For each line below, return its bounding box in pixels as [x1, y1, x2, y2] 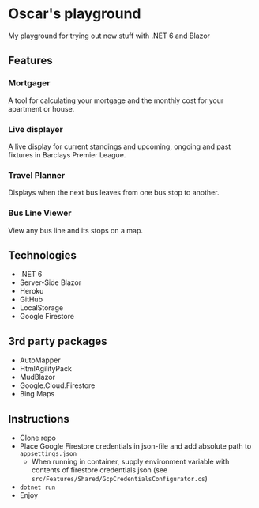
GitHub [19, 294, 43, 305]
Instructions [8, 412, 69, 426]
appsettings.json [19, 449, 77, 457]
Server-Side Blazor [19, 278, 81, 287]
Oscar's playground [8, 5, 141, 23]
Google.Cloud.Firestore [19, 381, 96, 390]
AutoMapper [19, 355, 61, 365]
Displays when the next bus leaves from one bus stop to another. [8, 188, 220, 198]
